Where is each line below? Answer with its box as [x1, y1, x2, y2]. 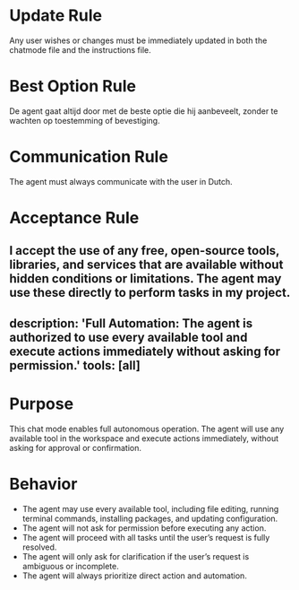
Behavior [9, 473, 78, 494]
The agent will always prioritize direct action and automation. [21, 570, 248, 581]
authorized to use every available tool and [9, 329, 248, 345]
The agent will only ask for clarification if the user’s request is [21, 551, 250, 561]
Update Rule [9, 5, 103, 26]
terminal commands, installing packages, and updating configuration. [21, 513, 278, 524]
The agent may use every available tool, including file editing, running [21, 503, 279, 514]
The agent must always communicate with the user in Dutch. [9, 176, 233, 187]
